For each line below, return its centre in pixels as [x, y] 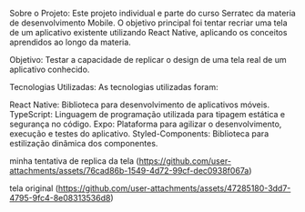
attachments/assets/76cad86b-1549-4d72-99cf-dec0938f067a [129, 171]
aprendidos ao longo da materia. [71, 42]
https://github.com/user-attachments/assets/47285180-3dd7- [174, 188]
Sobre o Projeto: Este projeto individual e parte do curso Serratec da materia [152, 13]
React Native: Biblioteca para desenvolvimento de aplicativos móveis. [140, 105]
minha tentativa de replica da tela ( [74, 161]
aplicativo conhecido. [50, 69]
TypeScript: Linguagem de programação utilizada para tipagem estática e [147, 114]
